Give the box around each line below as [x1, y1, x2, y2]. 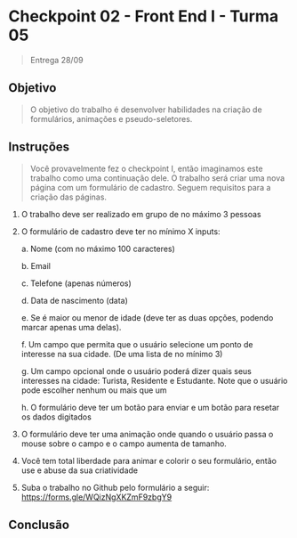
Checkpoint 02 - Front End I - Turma [8, 6, 279, 27]
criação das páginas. [29, 192, 108, 202]
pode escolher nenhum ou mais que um [20, 385, 167, 395]
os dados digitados [20, 412, 92, 422]
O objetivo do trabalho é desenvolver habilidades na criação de [29, 104, 263, 115]
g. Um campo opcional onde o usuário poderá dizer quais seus [20, 365, 253, 376]
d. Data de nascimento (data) [20, 295, 128, 306]
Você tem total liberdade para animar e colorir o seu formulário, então [20, 455, 277, 466]
